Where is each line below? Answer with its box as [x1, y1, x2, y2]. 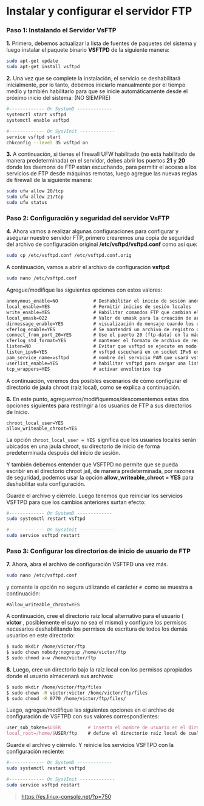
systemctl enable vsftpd [6, 117, 69, 123]
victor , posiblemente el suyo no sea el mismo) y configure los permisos [6, 619, 187, 626]
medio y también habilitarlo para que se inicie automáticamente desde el [6, 88, 188, 95]
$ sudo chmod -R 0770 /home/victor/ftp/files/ [6, 695, 126, 701]
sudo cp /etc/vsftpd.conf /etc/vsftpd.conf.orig [6, 253, 132, 259]
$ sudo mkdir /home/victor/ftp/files [6, 684, 102, 690]
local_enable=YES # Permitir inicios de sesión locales [6, 304, 191, 310]
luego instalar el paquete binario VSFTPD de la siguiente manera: [6, 46, 170, 54]
